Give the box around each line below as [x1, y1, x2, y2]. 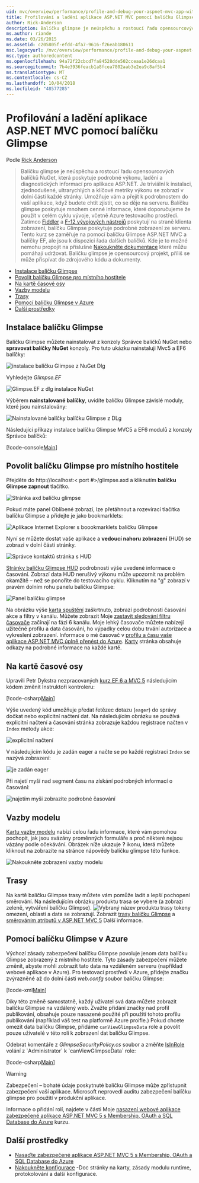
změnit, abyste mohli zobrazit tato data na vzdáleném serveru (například [6, 962, 182, 970]
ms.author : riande [6, 31, 52, 37]
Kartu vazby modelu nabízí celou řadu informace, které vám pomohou [6, 828, 176, 836]
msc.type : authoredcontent [6, 53, 73, 59]
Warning [6, 1070, 27, 1077]
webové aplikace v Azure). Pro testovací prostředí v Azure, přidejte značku [6, 968, 188, 975]
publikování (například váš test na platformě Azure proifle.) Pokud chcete [6, 1016, 185, 1023]
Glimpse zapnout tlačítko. [6, 483, 70, 490]
